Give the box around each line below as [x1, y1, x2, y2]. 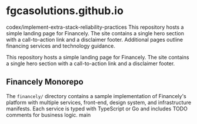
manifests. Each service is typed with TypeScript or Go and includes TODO [6, 105, 188, 112]
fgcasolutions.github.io [6, 4, 123, 18]
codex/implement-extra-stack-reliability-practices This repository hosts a [6, 24, 184, 31]
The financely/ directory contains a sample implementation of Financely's [6, 92, 186, 99]
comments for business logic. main [6, 111, 91, 118]
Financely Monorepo [6, 77, 84, 87]
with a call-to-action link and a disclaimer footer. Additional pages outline [6, 36, 183, 43]
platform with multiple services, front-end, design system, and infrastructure [6, 99, 192, 106]
